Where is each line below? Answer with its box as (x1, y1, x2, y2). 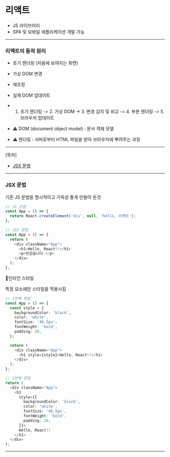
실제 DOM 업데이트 (12, 92, 51, 99)
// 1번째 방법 (5, 296, 31, 301)
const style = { (10, 305, 44, 310)
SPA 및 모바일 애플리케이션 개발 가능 (12, 28, 85, 35)
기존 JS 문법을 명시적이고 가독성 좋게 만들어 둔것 (5, 194, 101, 200)
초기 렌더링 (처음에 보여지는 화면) (12, 60, 78, 66)
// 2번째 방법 (5, 376, 31, 381)
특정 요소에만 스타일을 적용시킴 (5, 285, 67, 292)
